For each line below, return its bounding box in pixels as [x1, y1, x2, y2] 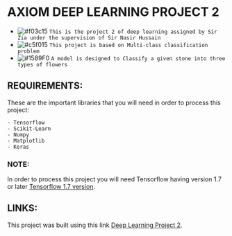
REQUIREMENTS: [7, 80, 83, 92]
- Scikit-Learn [7, 125, 51, 132]
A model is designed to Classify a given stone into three [51, 55, 226, 62]
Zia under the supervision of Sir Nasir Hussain [17, 34, 161, 42]
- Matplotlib [7, 137, 45, 144]
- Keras [7, 143, 30, 150]
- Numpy [7, 131, 30, 138]
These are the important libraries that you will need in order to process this [7, 98, 221, 107]
